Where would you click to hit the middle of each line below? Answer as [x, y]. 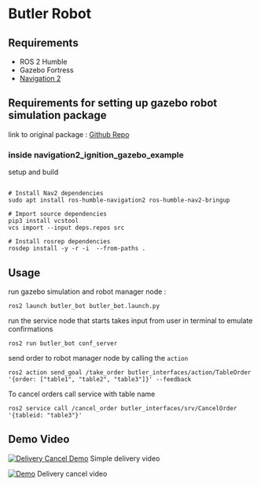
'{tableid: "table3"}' [45, 415]
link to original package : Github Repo [69, 134]
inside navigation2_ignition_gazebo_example [96, 154]
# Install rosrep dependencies [59, 242]
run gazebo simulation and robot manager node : [87, 291]
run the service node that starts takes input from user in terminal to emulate [130, 321]
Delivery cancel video [72, 473]
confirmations [31, 328]
